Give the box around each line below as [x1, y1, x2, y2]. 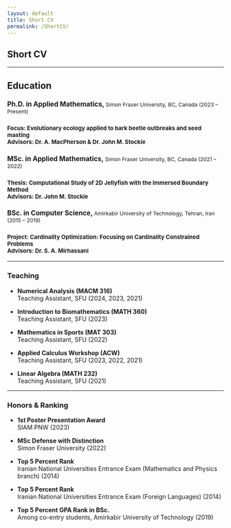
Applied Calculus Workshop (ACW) [16, 348, 120, 357]
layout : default [7, 10, 54, 17]
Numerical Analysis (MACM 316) [16, 286, 113, 295]
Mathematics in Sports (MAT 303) [16, 328, 117, 336]
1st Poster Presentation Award [16, 416, 106, 424]
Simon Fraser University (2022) [16, 443, 107, 452]
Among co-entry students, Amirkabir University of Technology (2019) [16, 513, 214, 521]
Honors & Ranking [7, 400, 69, 410]
